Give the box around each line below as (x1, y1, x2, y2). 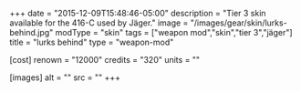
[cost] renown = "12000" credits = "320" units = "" (9, 55, 201, 65)
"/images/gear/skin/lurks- (190, 17, 287, 28)
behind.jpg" (9, 27, 54, 37)
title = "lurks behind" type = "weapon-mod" (9, 36, 174, 47)
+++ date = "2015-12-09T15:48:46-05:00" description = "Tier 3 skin (9, 8, 266, 18)
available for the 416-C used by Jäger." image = (9, 17, 189, 28)
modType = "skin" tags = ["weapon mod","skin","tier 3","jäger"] (55, 27, 294, 37)
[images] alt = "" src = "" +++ (9, 72, 121, 83)
